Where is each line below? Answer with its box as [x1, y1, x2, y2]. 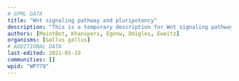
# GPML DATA [7, 10, 43, 18]
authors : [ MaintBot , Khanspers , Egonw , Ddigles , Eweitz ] [7, 30, 180, 37]
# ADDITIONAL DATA [7, 43, 62, 50]
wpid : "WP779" [7, 63, 50, 70]
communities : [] [7, 56, 55, 63]
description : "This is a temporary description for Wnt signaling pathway [7, 23, 234, 30]
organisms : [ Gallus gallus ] [7, 37, 91, 44]
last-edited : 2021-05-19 [7, 50, 81, 57]
